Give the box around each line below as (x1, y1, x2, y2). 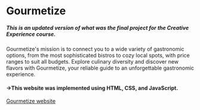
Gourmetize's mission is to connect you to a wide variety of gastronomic (6, 46, 184, 53)
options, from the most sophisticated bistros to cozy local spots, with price (6, 52, 190, 59)
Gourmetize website (6, 98, 56, 105)
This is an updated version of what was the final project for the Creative (6, 24, 189, 31)
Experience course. (6, 30, 56, 37)
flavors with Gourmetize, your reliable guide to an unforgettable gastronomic (6, 64, 195, 72)
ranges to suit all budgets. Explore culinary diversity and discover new (6, 58, 179, 65)
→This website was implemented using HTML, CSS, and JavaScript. (6, 84, 179, 92)
